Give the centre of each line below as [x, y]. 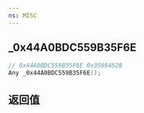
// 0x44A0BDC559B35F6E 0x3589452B [66, 66]
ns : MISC [23, 15]
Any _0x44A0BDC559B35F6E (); [55, 73]
